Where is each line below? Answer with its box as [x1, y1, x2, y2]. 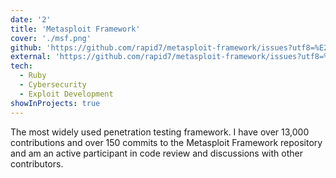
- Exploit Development [19, 89, 114, 99]
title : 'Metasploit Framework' [10, 24, 141, 34]
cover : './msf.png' [10, 33, 92, 43]
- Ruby [19, 71, 47, 81]
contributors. [10, 157, 64, 170]
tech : [10, 61, 33, 71]
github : [10, 42, 43, 53]
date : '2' [10, 14, 52, 25]
